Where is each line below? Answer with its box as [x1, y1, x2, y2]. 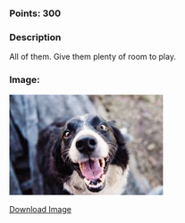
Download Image [9, 203, 71, 214]
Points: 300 [9, 7, 62, 20]
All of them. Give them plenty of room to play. [9, 52, 177, 62]
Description [9, 30, 62, 43]
